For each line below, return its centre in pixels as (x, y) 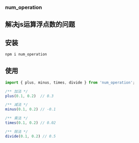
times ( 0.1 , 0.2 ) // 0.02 (30, 123)
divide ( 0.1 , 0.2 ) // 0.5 (30, 136)
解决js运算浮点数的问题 (40, 24)
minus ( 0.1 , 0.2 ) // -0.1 (30, 110)
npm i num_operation (26, 55)
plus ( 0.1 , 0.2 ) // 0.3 (29, 96)
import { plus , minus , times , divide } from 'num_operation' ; (70, 83)
